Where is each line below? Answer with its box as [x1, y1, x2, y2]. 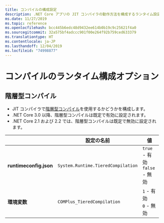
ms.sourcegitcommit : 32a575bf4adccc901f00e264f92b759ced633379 [5, 30, 137, 35]
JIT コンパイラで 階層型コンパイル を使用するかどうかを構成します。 [12, 106, 148, 112]
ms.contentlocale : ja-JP [5, 39, 56, 44]
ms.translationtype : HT [5, 35, 54, 40]
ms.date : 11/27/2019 [5, 16, 47, 21]
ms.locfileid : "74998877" [5, 48, 58, 53]
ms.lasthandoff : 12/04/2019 [5, 44, 62, 49]
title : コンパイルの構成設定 [5, 7, 57, 12]
